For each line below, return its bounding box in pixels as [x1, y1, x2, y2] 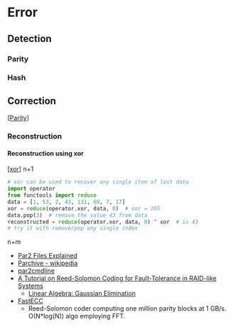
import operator [7, 186, 55, 193]
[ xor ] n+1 [7, 165, 34, 173]
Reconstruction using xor [7, 149, 84, 157]
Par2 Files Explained [17, 252, 78, 260]
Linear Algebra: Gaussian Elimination [28, 289, 136, 298]
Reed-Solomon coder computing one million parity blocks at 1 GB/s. [28, 304, 227, 313]
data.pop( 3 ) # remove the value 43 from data [7, 211, 148, 219]
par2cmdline [17, 267, 55, 275]
